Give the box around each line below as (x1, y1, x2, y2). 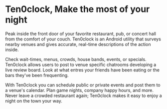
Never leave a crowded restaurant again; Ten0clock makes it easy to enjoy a (5, 92, 162, 98)
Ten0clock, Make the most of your (5, 3, 150, 15)
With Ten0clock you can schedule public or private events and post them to (5, 81, 161, 88)
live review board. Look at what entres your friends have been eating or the (5, 66, 160, 73)
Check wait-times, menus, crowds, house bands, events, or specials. (5, 56, 147, 62)
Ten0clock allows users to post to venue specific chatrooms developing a (5, 61, 157, 67)
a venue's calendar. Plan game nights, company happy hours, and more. (5, 87, 154, 93)
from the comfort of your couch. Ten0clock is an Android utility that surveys (5, 36, 161, 42)
